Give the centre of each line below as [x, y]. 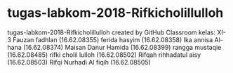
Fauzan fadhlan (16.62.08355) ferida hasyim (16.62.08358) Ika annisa [113, 39]
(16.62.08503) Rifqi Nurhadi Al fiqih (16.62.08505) [79, 62]
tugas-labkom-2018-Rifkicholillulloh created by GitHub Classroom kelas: [112, 32]
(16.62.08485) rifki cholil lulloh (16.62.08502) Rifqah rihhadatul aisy [104, 55]
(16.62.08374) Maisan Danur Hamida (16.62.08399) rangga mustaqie [122, 47]
